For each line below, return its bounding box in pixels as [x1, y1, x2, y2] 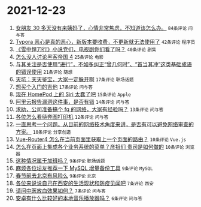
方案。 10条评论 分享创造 [15, 128, 71, 135]
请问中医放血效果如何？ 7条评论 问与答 [15, 187, 106, 194]
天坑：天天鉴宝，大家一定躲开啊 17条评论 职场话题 [15, 76, 134, 83]
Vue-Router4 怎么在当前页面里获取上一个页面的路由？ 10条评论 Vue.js [15, 136, 187, 143]
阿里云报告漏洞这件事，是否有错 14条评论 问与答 [15, 98, 130, 105]
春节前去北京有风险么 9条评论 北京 [15, 172, 96, 179]
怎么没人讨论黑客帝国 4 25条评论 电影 [15, 53, 104, 60]
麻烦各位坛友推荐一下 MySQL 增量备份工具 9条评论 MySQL [15, 164, 153, 172]
